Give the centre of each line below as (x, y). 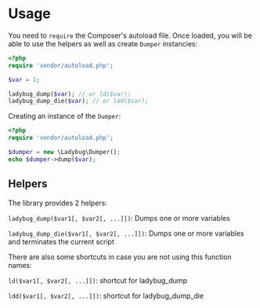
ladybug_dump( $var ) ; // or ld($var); (70, 94)
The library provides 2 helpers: (58, 203)
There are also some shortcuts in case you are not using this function (120, 257)
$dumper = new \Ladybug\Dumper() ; (65, 152)
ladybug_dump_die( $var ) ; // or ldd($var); (78, 101)
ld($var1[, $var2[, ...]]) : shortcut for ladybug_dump (98, 280)
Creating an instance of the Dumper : (65, 116)
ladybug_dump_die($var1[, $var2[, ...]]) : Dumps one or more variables (126, 233)
